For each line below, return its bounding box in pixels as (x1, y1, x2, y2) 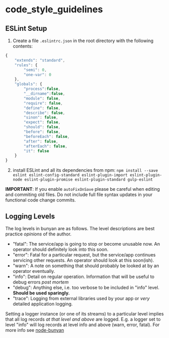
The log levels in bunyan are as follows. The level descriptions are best (5, 225, 155, 231)
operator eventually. (12, 268, 55, 274)
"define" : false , (24, 105, 60, 111)
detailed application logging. (12, 301, 73, 307)
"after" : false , (24, 138, 58, 144)
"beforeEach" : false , (24, 134, 70, 139)
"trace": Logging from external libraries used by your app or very (12, 295, 150, 301)
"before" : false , (24, 129, 60, 134)
